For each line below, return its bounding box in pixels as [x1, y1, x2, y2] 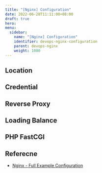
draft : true [5, 16, 29, 21]
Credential [5, 83, 38, 91]
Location [5, 66, 33, 74]
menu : [5, 25, 16, 30]
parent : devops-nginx [14, 44, 58, 49]
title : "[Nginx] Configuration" [5, 7, 71, 12]
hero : [5, 21, 16, 26]
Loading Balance [5, 116, 57, 125]
